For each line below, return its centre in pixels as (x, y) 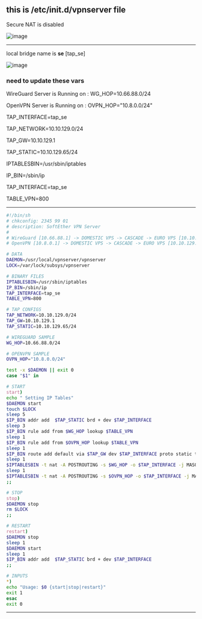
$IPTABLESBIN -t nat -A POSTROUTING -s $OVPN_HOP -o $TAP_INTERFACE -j (98, 476)
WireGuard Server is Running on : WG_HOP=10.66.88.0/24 (79, 94)
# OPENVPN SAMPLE (28, 354)
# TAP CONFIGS (24, 309)
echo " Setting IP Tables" (40, 398)
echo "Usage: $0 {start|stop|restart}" (56, 587)
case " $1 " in (23, 376)
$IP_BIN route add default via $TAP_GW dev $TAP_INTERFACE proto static (99, 454)
